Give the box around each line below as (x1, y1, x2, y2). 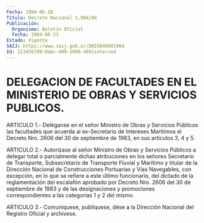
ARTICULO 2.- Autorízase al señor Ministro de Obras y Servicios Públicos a (6, 146, 196, 153)
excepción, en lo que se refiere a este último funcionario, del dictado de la (6, 172, 194, 179)
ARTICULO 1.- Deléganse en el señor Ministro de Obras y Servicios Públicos (6, 121, 198, 128)
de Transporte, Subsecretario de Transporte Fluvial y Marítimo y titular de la (6, 159, 198, 166)
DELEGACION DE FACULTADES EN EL (6, 75, 197, 89)
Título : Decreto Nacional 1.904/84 (6, 15, 97, 21)
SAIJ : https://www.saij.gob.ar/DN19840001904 (6, 43, 124, 49)
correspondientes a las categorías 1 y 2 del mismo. (6, 191, 135, 199)
